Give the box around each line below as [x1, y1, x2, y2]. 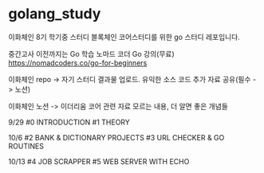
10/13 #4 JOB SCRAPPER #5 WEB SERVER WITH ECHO [8, 156, 190, 166]
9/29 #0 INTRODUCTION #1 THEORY [8, 117, 130, 127]
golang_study [8, 5, 101, 23]
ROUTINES [8, 141, 44, 151]
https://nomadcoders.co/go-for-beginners [8, 57, 148, 68]
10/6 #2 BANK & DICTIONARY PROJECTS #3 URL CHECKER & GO [8, 132, 225, 142]
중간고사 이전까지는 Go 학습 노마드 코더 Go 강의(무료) [8, 49, 175, 58]
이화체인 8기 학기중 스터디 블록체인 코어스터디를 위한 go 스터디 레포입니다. [8, 32, 241, 41]
